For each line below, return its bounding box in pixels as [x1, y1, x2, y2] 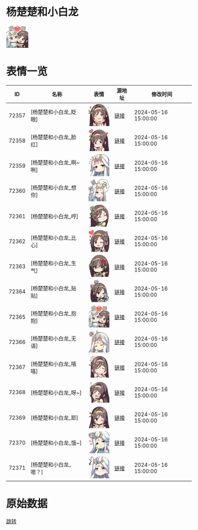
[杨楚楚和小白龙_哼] [30, 213, 78, 220]
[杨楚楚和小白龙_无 [30, 335, 77, 342]
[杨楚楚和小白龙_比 [30, 234, 77, 241]
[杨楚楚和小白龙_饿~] [30, 439, 82, 446]
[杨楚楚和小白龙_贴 [30, 284, 77, 292]
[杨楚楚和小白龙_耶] [30, 414, 78, 421]
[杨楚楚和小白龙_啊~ [30, 159, 80, 166]
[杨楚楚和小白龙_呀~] [30, 389, 82, 396]
